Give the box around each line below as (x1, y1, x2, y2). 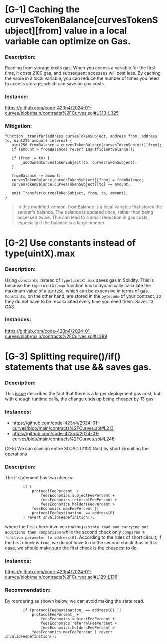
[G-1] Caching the (5, 4, 80, 15)
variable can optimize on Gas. (5, 36, 131, 47)
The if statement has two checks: (5, 474, 74, 480)
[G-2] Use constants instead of (5, 237, 136, 249)
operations (5, 451, 27, 457)
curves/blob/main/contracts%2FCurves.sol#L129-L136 (5, 574, 118, 580)
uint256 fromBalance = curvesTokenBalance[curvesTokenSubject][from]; (11, 143, 162, 148)
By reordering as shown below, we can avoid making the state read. (5, 598, 145, 604)
